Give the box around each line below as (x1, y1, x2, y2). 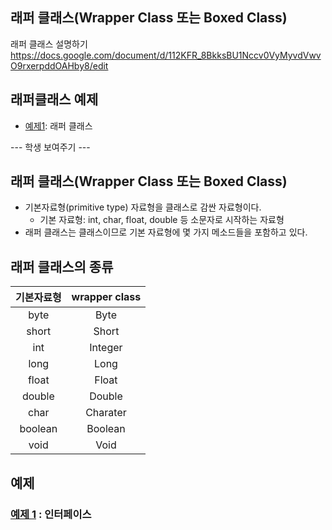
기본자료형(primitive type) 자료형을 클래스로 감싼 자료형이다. (24, 201, 262, 213)
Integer (89, 341, 123, 355)
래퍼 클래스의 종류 (10, 258, 114, 275)
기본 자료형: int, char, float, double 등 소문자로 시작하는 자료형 (39, 214, 285, 226)
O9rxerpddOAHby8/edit (10, 59, 109, 72)
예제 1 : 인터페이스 (10, 507, 92, 521)
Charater (85, 406, 127, 420)
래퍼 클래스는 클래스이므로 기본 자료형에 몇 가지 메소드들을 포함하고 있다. (24, 226, 308, 238)
